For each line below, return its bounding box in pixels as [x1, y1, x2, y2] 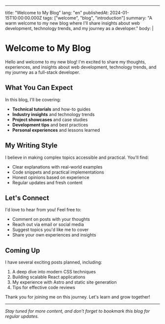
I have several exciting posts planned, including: [5, 259, 102, 265]
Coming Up [5, 246, 40, 255]
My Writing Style [5, 141, 58, 150]
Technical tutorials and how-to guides [12, 106, 91, 112]
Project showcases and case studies [12, 117, 88, 122]
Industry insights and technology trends [12, 111, 95, 117]
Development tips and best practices [12, 121, 88, 128]
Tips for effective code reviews [12, 285, 75, 291]
